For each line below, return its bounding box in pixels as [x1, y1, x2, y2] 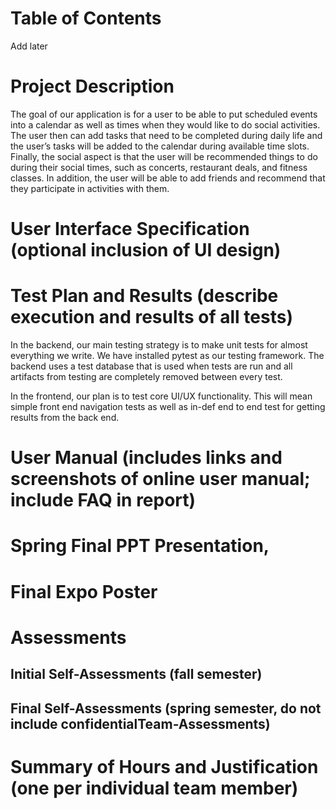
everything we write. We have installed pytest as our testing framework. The [10, 350, 325, 361]
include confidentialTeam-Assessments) [10, 715, 271, 732]
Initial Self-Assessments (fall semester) [10, 666, 263, 683]
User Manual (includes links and [10, 447, 283, 469]
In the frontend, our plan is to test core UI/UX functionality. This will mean [10, 390, 313, 402]
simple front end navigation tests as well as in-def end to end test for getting [10, 401, 326, 412]
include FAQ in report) [10, 489, 197, 512]
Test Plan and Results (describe [10, 285, 279, 307]
